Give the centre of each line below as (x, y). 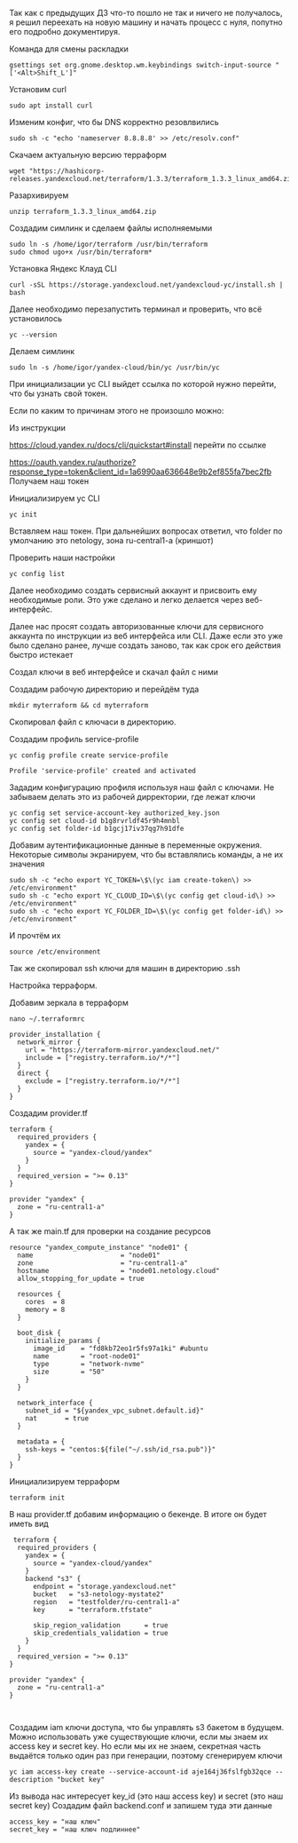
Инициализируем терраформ (64, 1481)
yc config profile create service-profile (89, 755)
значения (27, 864)
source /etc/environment (55, 952)
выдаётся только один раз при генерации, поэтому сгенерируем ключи (146, 1756)
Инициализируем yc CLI (55, 498)
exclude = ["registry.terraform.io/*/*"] (102, 1081)
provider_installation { (55, 1034)
